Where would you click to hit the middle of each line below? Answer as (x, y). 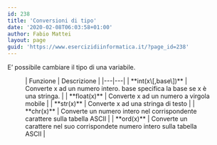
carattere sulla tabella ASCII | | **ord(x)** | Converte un (106, 119)
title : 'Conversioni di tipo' (52, 21)
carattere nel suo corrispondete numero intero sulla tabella (111, 126)
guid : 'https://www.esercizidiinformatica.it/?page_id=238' (99, 47)
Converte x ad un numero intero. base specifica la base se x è (116, 88)
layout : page (27, 41)
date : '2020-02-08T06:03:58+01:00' (60, 27)
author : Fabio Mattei (39, 34)
